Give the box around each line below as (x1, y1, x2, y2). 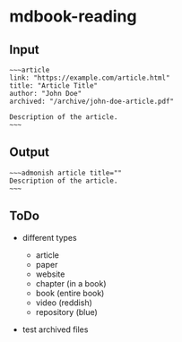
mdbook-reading (9, 6, 137, 27)
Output (9, 145, 49, 160)
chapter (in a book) (35, 278, 107, 288)
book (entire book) (35, 287, 105, 298)
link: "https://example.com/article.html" (9, 73, 170, 82)
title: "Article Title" (9, 81, 99, 90)
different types (22, 232, 78, 243)
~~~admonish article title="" (9, 168, 123, 177)
